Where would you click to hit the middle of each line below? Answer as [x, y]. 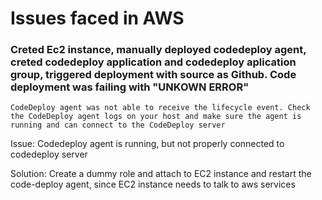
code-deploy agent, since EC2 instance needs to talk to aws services [153, 184]
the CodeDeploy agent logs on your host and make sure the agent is [156, 117]
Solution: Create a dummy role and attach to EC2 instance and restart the [161, 174]
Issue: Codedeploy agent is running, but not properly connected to [147, 144]
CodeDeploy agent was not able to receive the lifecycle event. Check [160, 108]
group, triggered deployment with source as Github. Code [153, 75]
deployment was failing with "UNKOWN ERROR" [130, 87]
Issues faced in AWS [97, 18]
